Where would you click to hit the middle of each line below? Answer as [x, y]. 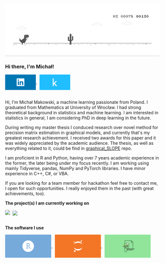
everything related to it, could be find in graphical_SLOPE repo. [69, 148]
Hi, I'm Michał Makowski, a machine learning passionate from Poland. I [77, 102]
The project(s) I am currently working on [47, 203]
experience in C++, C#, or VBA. [37, 174]
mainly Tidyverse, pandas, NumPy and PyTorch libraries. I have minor [75, 168]
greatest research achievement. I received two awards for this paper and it [81, 138]
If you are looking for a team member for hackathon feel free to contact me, [82, 183]
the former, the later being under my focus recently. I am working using [77, 163]
